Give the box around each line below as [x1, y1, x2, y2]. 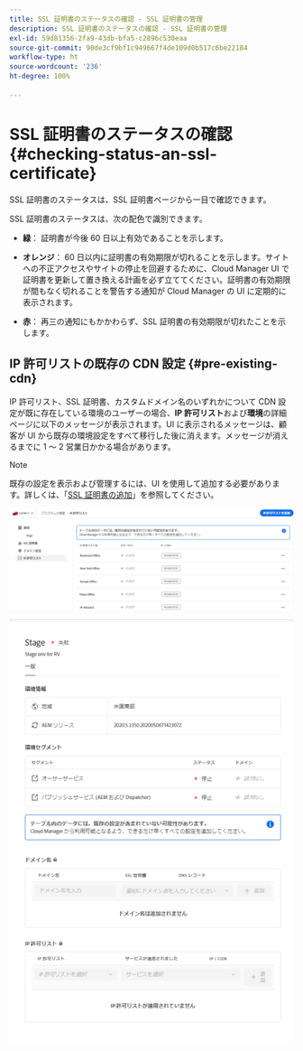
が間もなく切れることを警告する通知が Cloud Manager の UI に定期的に [22, 285, 287, 296]
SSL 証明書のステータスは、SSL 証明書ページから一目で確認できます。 [9, 194, 271, 205]
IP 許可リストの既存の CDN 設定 [9, 357, 187, 372]
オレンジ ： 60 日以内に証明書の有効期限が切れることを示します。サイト [22, 251, 289, 262]
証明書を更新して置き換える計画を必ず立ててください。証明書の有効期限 [22, 274, 291, 284]
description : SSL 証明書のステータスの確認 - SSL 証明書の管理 [9, 23, 227, 33]
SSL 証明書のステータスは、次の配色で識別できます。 [9, 213, 207, 224]
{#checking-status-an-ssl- [9, 144, 218, 164]
